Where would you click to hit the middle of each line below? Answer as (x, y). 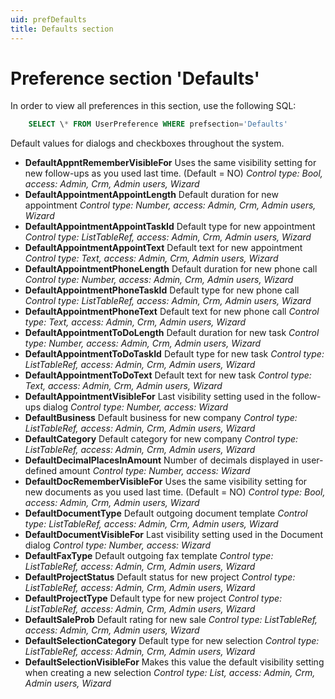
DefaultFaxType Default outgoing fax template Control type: (149, 556)
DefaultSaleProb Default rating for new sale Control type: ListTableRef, (171, 620)
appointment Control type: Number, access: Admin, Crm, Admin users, (170, 205)
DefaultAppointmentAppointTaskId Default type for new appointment (170, 227)
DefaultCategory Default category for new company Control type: (161, 439)
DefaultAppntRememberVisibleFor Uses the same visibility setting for (170, 163)
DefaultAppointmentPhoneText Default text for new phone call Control (172, 312)
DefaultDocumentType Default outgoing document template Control (166, 513)
